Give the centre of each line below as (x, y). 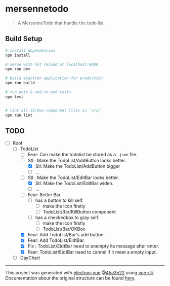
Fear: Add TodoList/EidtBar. (56, 240)
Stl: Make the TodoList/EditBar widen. (74, 183)
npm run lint (19, 115)
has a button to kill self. (59, 200)
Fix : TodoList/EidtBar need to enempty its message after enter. (93, 246)
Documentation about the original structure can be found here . (71, 278)
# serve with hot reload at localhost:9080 (52, 64)
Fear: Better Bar (44, 194)
